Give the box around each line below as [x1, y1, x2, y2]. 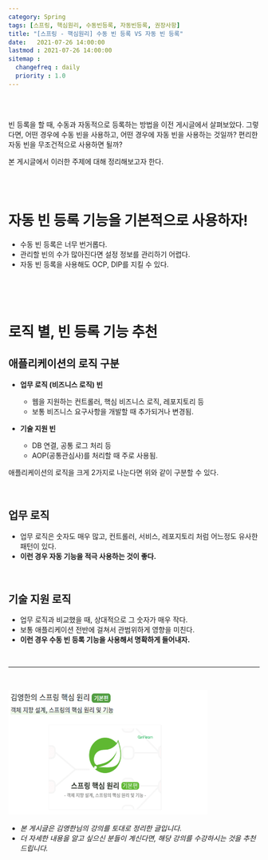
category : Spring [8, 13, 66, 21]
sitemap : [8, 55, 41, 63]
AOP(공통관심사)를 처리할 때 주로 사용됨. [31, 450, 158, 460]
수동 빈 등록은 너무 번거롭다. [19, 240, 108, 249]
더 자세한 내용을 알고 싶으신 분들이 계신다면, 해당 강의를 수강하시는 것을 [19, 834, 242, 843]
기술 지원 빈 [19, 423, 56, 433]
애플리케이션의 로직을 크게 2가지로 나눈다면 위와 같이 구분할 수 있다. [8, 467, 219, 477]
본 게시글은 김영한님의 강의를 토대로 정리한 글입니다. [19, 823, 182, 834]
